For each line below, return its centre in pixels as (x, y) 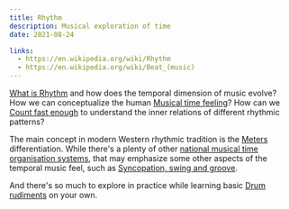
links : (22, 50)
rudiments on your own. (53, 195)
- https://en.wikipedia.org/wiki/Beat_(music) (106, 68)
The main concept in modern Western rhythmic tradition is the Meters (139, 139)
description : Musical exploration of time (90, 26)
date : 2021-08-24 (42, 34)
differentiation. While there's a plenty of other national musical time (134, 149)
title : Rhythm (36, 18)
